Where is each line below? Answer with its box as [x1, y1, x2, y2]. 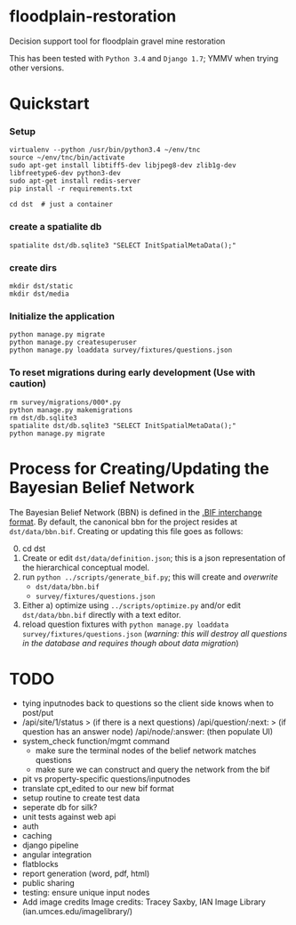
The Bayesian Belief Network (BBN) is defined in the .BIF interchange [9, 507, 262, 517]
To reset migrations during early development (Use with [9, 367, 256, 379]
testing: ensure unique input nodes [21, 888, 150, 898]
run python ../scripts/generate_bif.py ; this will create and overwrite [21, 572, 278, 582]
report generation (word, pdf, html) [21, 868, 150, 879]
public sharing [21, 878, 76, 888]
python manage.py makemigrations [9, 405, 133, 415]
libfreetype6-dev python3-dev [9, 169, 122, 178]
